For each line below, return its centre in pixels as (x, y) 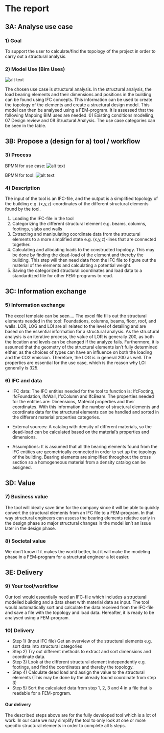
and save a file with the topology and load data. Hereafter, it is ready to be (80, 612)
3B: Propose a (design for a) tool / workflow (73, 141)
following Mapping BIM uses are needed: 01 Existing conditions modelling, (80, 115)
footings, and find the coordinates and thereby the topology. (73, 667)
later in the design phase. (31, 528)
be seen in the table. (26, 126)
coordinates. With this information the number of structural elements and (86, 407)
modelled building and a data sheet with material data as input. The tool (77, 602)
